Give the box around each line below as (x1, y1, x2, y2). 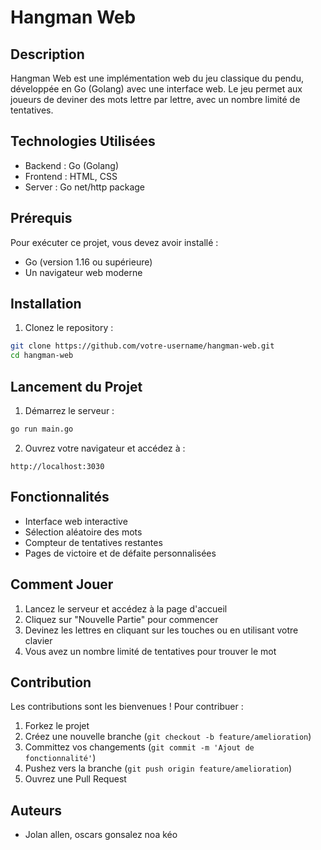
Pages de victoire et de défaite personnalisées (24, 547, 217, 559)
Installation (10, 296, 82, 313)
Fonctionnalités (10, 489, 110, 506)
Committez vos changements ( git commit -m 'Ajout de (24, 741, 255, 753)
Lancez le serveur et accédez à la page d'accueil (24, 602, 228, 615)
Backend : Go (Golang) (24, 159, 120, 171)
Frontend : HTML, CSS (24, 170, 118, 182)
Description (10, 46, 85, 63)
